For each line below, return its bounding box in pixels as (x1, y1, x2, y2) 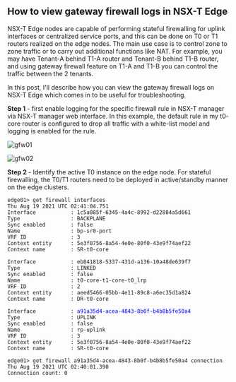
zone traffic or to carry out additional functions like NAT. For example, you (7, 47, 223, 55)
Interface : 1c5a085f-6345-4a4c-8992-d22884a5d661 (7, 208, 191, 216)
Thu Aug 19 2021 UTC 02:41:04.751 (7, 203, 110, 210)
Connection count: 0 (7, 369, 69, 376)
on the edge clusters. (7, 183, 69, 191)
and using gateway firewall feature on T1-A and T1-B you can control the (7, 61, 218, 70)
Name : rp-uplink (7, 326, 106, 333)
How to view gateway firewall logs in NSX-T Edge (7, 6, 228, 18)
